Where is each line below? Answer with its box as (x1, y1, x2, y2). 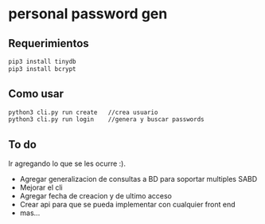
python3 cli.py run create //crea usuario (8, 108, 158, 116)
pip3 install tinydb (8, 57, 77, 65)
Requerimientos (8, 37, 89, 50)
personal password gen (8, 5, 168, 23)
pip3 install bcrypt (8, 65, 77, 73)
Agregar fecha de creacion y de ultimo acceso (19, 191, 173, 201)
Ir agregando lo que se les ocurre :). (8, 159, 126, 168)
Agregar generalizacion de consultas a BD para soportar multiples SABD (19, 175, 258, 184)
